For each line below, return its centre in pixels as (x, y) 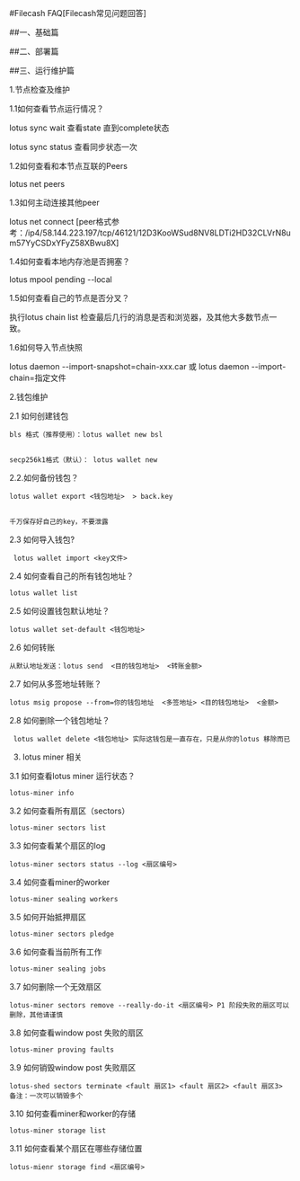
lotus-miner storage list (57, 1131)
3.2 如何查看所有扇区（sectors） (70, 811)
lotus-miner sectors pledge (62, 934)
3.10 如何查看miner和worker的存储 (73, 1114)
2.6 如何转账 (32, 647)
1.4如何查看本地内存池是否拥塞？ (70, 262)
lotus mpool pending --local (61, 280)
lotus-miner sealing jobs (57, 969)
